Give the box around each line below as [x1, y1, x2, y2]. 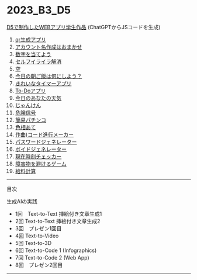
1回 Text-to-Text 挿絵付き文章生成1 [15, 210, 102, 217]
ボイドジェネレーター [15, 146, 67, 153]
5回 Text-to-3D [15, 239, 52, 246]
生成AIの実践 [6, 198, 37, 205]
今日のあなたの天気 [15, 94, 62, 101]
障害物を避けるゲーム [15, 160, 67, 167]
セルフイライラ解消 [15, 58, 62, 65]
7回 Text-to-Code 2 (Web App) [15, 254, 89, 261]
